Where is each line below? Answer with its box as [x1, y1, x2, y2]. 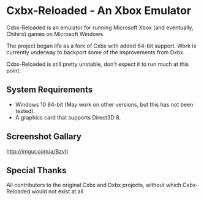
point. [6, 66, 21, 74]
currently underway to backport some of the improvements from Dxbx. [6, 48, 185, 55]
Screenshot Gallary [6, 132, 81, 142]
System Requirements [6, 85, 93, 95]
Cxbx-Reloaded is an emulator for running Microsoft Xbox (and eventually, [6, 24, 194, 31]
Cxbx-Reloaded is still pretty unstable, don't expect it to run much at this [6, 60, 189, 68]
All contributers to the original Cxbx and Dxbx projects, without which [6, 181, 182, 189]
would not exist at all [31, 188, 84, 195]
